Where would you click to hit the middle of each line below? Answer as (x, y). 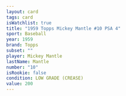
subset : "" (20, 51)
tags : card (20, 17)
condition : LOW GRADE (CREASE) (45, 78)
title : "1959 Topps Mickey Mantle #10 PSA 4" (63, 28)
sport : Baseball (26, 34)
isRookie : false (26, 73)
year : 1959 (20, 39)
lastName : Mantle (28, 61)
